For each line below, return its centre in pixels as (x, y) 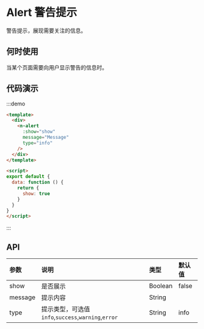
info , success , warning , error (80, 317)
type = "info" (37, 143)
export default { (28, 177)
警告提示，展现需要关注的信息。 (46, 30)
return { (28, 188)
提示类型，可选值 (66, 310)
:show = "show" (39, 132)
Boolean (161, 286)
